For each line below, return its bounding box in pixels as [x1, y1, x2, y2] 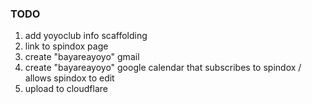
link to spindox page [24, 40, 109, 52]
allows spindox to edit [24, 72, 115, 84]
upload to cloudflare [24, 83, 108, 95]
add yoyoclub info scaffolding [24, 30, 148, 42]
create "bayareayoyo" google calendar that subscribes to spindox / [24, 62, 302, 74]
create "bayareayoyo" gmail [24, 51, 140, 63]
